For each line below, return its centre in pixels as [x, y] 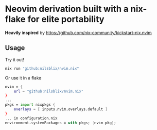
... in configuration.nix [31, 118]
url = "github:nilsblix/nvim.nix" [49, 91]
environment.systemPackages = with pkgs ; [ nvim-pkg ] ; [61, 123]
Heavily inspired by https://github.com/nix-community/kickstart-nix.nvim [78, 32]
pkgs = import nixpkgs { [30, 105]
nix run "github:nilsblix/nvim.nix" [42, 68]
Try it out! [15, 60]
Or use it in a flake [23, 78]
